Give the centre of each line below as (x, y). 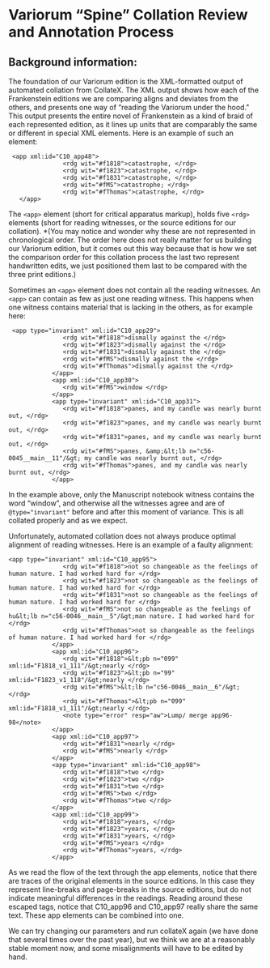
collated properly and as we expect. (68, 520)
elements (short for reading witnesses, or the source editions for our (122, 223)
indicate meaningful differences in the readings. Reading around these (125, 898)
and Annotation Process (91, 32)
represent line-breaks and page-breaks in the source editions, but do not (130, 889)
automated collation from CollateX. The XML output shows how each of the (134, 90)
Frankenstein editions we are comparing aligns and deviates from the (123, 98)
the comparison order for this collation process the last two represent (124, 257)
